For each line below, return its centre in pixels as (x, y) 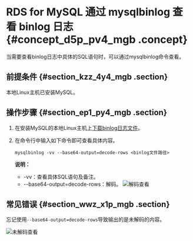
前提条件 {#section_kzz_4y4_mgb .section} (87, 77)
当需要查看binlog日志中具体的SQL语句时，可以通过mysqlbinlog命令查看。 (95, 56)
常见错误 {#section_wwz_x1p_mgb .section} (88, 204)
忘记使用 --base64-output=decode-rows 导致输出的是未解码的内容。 (86, 220)
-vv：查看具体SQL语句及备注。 (61, 176)
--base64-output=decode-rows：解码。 (72, 184)
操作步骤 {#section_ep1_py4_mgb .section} (87, 113)
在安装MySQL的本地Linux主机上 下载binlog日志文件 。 (79, 128)
